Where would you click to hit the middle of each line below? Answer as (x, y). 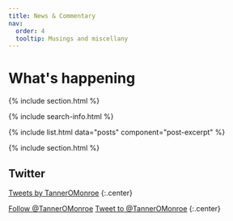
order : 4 (30, 31)
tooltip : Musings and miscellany (72, 38)
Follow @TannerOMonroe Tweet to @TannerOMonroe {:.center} (114, 208)
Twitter (27, 174)
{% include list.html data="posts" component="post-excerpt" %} (117, 132)
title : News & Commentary (52, 16)
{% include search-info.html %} (61, 117)
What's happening (72, 79)
